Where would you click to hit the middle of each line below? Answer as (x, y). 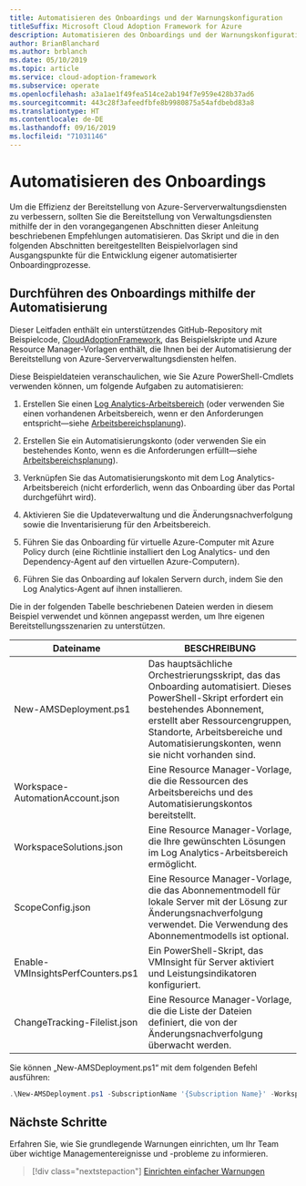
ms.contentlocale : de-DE (56, 119)
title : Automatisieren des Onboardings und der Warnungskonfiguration (146, 18)
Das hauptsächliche (190, 663)
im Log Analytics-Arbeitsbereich (218, 853)
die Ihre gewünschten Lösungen (217, 841)
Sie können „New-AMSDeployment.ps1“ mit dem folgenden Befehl (133, 1068)
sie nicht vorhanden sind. (202, 754)
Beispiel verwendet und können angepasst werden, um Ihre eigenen (138, 616)
